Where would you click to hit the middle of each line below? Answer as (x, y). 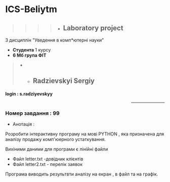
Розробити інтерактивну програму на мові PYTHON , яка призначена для (85, 134)
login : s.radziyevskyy (29, 94)
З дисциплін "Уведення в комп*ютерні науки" (55, 40)
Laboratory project (93, 28)
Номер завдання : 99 (32, 113)
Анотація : (23, 124)
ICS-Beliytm (31, 9)
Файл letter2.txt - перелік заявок (48, 164)
